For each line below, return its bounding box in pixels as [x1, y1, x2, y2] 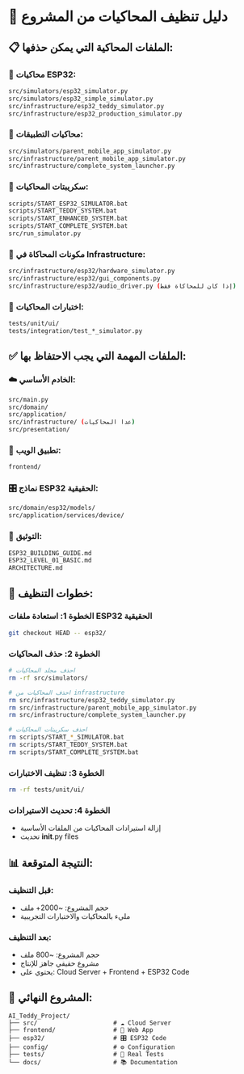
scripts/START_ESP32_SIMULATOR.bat [8, 200, 128, 208]
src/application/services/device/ [8, 512, 125, 520]
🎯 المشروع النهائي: [8, 990, 93, 1005]
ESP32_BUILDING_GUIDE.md [8, 549, 92, 557]
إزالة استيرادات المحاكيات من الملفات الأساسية [19, 823, 162, 833]
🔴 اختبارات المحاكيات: [8, 301, 84, 312]
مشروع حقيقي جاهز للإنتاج [19, 958, 99, 968]
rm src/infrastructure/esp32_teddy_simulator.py [8, 696, 175, 704]
